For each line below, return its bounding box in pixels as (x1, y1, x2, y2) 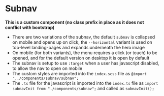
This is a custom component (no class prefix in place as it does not (5, 19, 144, 25)
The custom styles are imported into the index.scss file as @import (12, 70, 147, 76)
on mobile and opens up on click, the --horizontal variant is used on (12, 39, 153, 45)
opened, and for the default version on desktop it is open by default (12, 55, 150, 61)
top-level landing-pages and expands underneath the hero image (12, 44, 145, 50)
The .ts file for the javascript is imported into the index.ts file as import (12, 80, 159, 86)
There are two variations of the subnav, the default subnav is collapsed (12, 34, 155, 40)
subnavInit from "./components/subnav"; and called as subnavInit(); (12, 85, 155, 91)
